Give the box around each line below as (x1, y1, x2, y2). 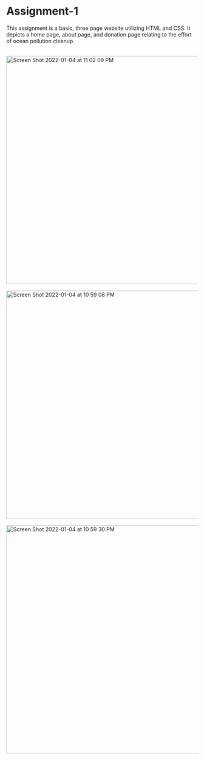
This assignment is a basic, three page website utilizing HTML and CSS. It (6, 24, 191, 32)
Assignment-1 (6, 4, 79, 18)
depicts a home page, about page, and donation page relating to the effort (6, 30, 192, 38)
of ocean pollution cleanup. (6, 37, 75, 44)
